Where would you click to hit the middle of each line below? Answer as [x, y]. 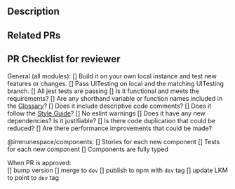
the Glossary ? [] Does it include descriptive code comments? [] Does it [109, 106]
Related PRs [34, 35]
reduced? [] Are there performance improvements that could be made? [110, 128]
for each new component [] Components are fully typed [88, 149]
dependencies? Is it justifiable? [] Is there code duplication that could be [112, 120]
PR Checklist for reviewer [64, 59]
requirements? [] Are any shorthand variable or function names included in [115, 98]
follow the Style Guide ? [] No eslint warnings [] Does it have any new [106, 113]
